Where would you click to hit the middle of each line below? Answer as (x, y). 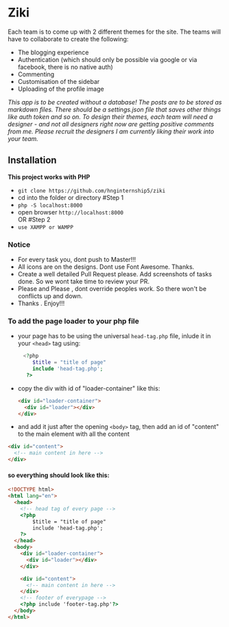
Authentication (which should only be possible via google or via (107, 59)
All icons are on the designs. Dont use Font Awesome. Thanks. (106, 267)
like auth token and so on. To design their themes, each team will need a (110, 117)
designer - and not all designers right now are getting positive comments (111, 124)
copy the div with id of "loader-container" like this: (89, 388)
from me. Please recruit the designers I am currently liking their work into (111, 131)
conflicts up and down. (50, 296)
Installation (32, 161)
